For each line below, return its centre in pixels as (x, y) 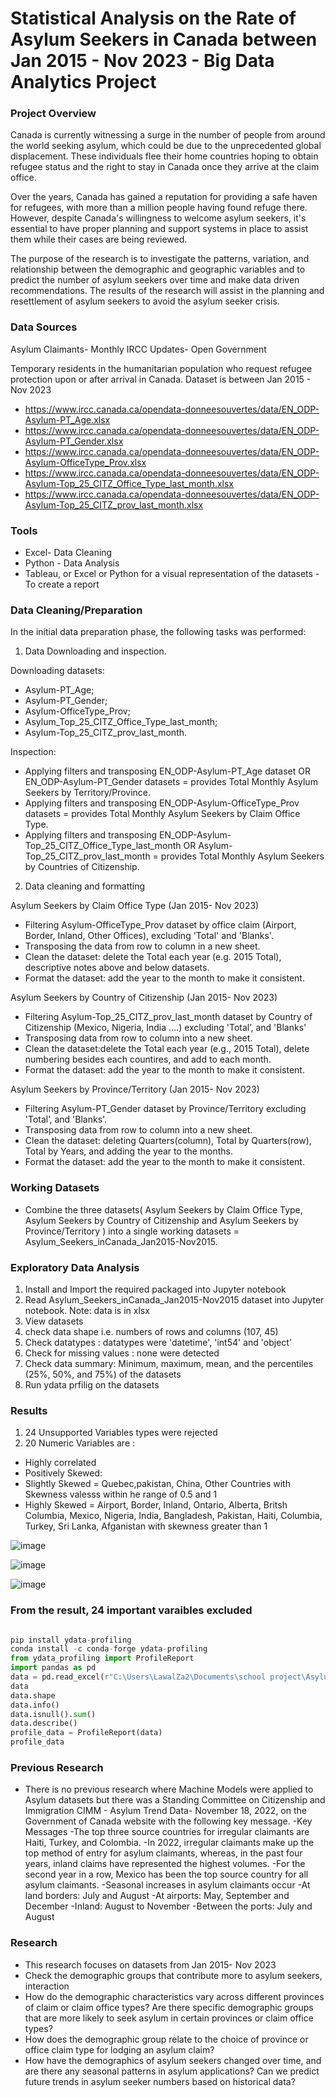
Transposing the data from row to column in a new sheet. (142, 946)
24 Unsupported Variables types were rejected (121, 1433)
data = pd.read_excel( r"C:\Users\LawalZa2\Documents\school (138, 1677)
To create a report (62, 584)
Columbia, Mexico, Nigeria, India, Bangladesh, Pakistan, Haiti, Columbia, (173, 1516)
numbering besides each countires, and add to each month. (148, 1059)
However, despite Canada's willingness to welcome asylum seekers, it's (158, 218)
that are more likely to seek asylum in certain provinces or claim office (169, 2018)
